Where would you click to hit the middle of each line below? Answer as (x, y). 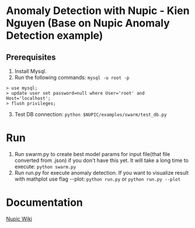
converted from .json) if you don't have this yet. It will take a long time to (101, 160)
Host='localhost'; (28, 98)
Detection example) (55, 36)
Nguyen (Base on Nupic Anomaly (88, 23)
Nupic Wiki (19, 219)
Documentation (45, 203)
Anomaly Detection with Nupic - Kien (98, 11)
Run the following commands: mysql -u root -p (72, 77)
